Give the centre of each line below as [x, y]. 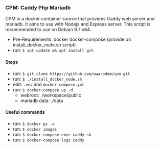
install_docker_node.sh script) [44, 45]
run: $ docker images [35, 129]
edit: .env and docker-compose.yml [48, 84]
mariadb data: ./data [42, 101]
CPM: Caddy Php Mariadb [38, 8]
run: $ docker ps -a [33, 124]
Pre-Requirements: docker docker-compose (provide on [72, 39]
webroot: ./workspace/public [51, 95]
